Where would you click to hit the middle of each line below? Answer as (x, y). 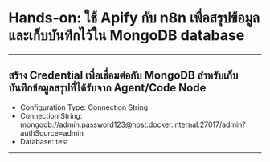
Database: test (44, 141)
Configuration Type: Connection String (84, 107)
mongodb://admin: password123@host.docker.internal (109, 124)
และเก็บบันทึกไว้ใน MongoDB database (127, 36)
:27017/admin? (222, 124)
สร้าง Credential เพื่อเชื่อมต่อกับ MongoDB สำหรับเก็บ (123, 76)
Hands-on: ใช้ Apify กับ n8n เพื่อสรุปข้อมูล (134, 18)
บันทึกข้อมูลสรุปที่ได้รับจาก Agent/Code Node (107, 88)
